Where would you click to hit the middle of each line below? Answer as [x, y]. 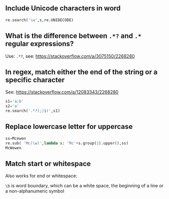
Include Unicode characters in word [63, 8]
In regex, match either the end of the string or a [81, 72]
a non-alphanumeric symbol [35, 191]
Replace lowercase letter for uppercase [69, 127]
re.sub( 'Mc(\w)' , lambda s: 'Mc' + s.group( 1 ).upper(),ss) [67, 143]
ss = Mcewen [16, 138]
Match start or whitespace [48, 164]
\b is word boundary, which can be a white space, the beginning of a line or [84, 186]
